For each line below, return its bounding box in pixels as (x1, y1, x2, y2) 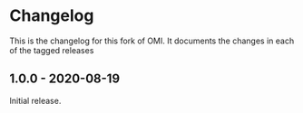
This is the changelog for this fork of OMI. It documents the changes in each (9, 35, 295, 46)
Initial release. (9, 95, 62, 106)
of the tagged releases (9, 44, 94, 55)
